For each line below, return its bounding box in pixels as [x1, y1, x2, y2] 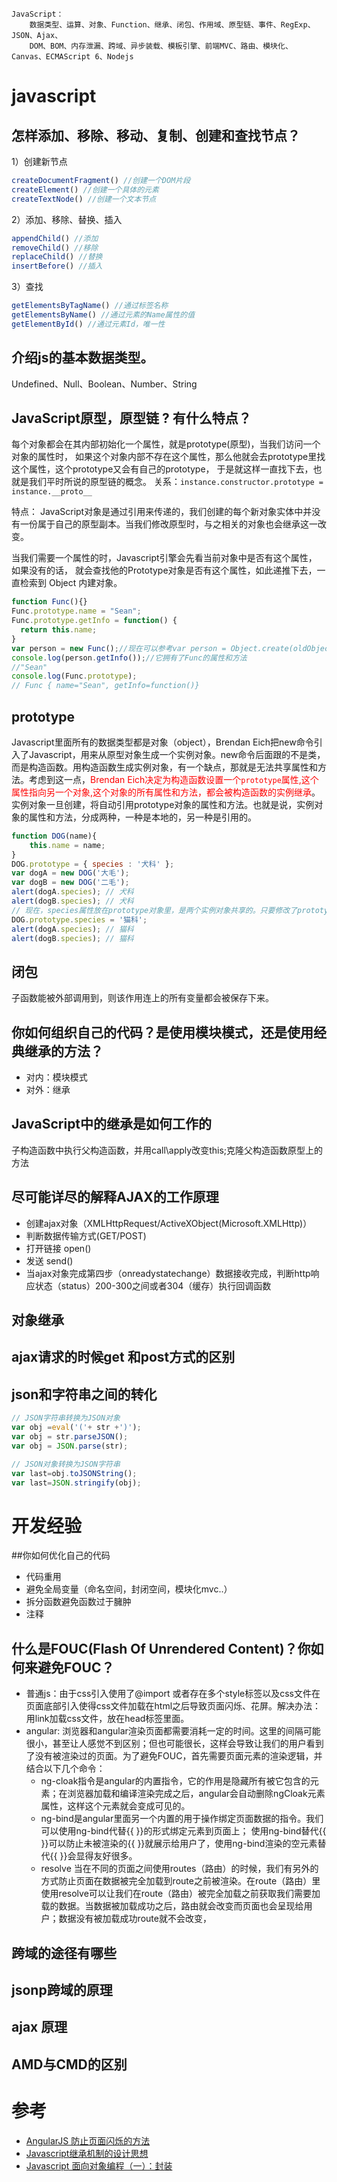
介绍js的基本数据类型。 [11, 349, 154, 367]
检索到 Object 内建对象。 [19, 577, 123, 589]
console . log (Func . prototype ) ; [11, 671, 138, 682]
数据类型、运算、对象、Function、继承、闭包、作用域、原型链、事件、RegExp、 [29, 20, 316, 30]
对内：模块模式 [25, 1071, 88, 1083]
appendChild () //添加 [11, 233, 99, 243]
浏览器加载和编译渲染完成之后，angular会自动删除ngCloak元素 [67, 1788, 326, 1800]
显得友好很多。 [75, 1850, 138, 1862]
